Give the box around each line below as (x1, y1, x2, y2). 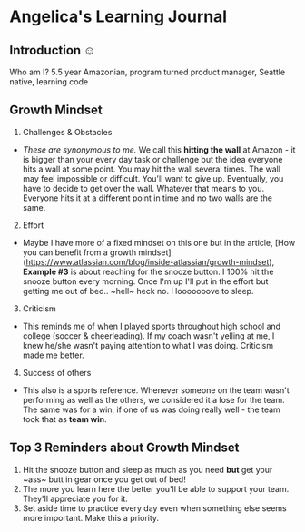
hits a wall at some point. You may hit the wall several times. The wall (22, 163, 281, 174)
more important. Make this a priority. (22, 512, 160, 523)
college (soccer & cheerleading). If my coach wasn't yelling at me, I (22, 330, 275, 341)
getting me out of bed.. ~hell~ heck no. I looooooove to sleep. (22, 285, 254, 296)
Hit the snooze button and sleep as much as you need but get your (22, 464, 273, 475)
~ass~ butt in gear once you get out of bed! (22, 474, 186, 485)
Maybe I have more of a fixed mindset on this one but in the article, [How (22, 237, 296, 248)
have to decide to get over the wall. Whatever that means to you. (22, 182, 265, 193)
